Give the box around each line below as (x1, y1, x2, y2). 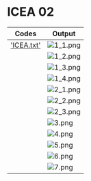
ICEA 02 (7, 4, 55, 20)
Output (52, 29, 76, 38)
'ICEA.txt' (10, 40, 41, 50)
